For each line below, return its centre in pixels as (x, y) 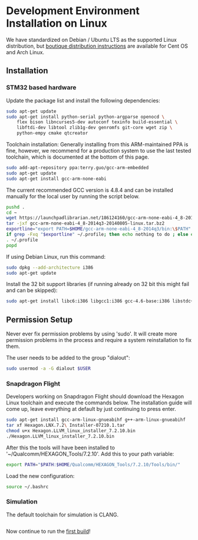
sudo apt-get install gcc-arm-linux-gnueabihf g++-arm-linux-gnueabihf (96, 420)
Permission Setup (39, 320)
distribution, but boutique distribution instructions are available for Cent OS (97, 46)
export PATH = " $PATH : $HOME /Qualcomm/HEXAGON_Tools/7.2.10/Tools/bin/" (93, 465)
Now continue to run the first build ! (48, 531)
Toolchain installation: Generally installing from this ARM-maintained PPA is (97, 144)
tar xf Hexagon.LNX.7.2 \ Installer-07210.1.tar (66, 426)
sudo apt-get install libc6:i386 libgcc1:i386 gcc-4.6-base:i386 (88, 301)
